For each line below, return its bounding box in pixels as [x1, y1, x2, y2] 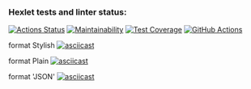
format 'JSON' [8, 72, 55, 82]
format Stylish [8, 40, 55, 50]
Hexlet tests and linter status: [8, 6, 127, 18]
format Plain [8, 56, 49, 66]
